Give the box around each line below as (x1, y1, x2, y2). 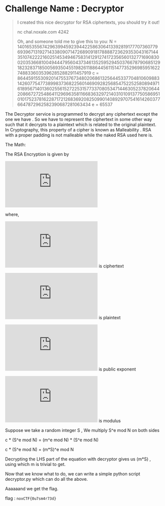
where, (5, 211, 20, 217)
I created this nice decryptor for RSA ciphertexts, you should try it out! (17, 19, 160, 25)
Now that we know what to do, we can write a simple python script (5, 470, 140, 477)
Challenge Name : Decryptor (5, 3, 124, 14)
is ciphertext (98, 263, 124, 269)
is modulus (98, 418, 121, 423)
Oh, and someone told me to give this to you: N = (17, 38, 117, 44)
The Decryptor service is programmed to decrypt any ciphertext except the (5, 111, 158, 117)
